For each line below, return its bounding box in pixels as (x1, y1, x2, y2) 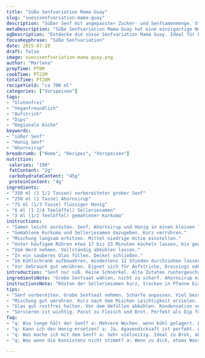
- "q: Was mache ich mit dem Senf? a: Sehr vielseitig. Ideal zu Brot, (6, 331, 192, 338)
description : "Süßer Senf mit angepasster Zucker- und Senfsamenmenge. (6, 20, 192, 26)
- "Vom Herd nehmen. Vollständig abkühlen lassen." (6, 247, 140, 253)
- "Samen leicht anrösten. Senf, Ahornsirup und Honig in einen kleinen (6, 224, 195, 230)
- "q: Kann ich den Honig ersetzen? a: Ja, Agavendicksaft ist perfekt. (6, 326, 195, 332)
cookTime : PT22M (6, 71, 48, 77)
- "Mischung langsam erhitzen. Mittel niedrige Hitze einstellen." (6, 235, 182, 241)
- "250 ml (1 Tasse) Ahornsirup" (6, 195, 92, 202)
